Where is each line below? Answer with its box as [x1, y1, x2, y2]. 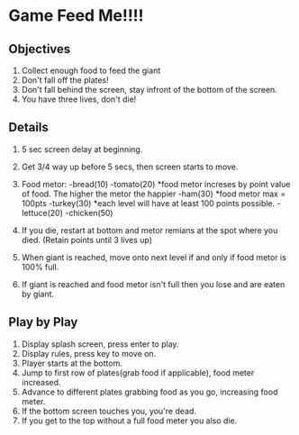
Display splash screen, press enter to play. [21, 339, 179, 349]
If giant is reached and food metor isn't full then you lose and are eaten [21, 278, 285, 289]
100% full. [21, 261, 59, 272]
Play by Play [8, 314, 78, 330]
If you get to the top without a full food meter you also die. [21, 415, 238, 426]
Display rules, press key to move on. [21, 348, 157, 358]
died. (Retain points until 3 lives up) [21, 234, 153, 245]
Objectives [8, 41, 71, 57]
